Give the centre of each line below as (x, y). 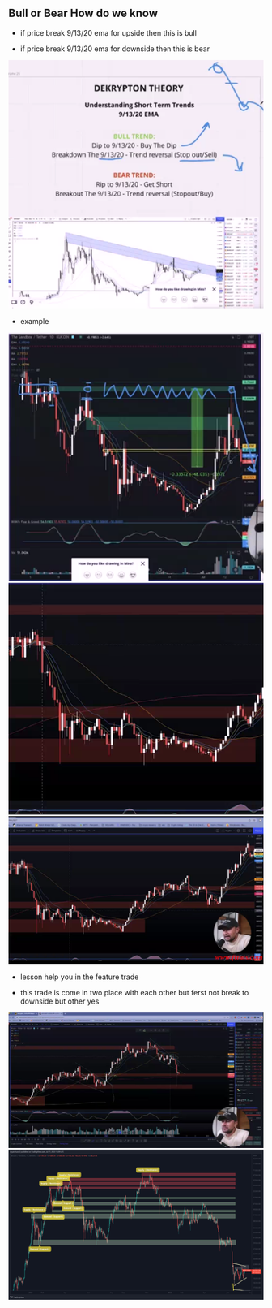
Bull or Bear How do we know (83, 13)
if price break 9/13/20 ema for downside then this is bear (115, 49)
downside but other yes (59, 1001)
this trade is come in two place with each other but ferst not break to (134, 992)
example (34, 321)
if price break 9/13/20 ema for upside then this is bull (108, 32)
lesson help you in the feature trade (79, 977)
